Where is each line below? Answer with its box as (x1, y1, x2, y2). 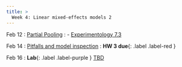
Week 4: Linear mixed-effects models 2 (11, 14, 112, 20)
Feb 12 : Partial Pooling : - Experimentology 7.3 (6, 31, 122, 38)
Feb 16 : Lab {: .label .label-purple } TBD (6, 54, 104, 61)
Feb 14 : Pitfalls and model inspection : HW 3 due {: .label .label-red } (6, 42, 176, 50)
